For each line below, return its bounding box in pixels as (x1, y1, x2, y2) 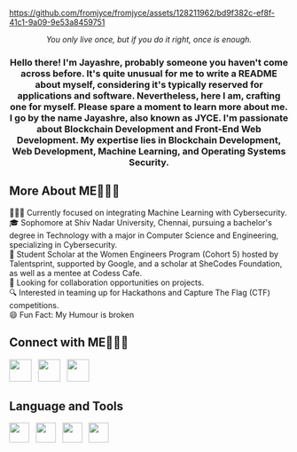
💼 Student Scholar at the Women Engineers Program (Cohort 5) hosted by (9, 249, 279, 259)
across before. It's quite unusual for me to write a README (20, 67, 277, 79)
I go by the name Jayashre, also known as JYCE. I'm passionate (9, 111, 289, 123)
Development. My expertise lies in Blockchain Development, (16, 133, 282, 146)
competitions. (9, 299, 59, 310)
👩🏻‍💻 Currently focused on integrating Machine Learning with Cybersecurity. (9, 207, 287, 218)
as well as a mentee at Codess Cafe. (9, 267, 143, 278)
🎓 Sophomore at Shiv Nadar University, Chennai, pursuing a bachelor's (9, 217, 272, 227)
